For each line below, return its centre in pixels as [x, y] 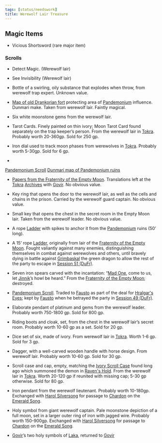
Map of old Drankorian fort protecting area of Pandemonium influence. [82, 102]
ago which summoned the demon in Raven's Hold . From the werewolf [81, 371]
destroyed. [23, 283]
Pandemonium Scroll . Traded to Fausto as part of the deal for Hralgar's [83, 293]
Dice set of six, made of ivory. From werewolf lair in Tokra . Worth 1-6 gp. [84, 337]
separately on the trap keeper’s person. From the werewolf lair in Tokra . [83, 131]
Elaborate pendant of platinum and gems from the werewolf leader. [79, 307]
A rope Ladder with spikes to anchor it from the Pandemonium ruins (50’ [84, 228]
